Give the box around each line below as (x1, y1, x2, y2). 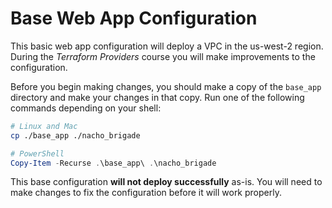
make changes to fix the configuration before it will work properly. (10, 187, 282, 199)
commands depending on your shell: (10, 102, 162, 114)
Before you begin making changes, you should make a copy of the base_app (10, 80, 322, 92)
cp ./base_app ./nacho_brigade (10, 130, 141, 141)
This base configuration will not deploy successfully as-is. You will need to (10, 176, 323, 188)
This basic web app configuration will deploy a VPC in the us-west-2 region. (10, 40, 324, 52)
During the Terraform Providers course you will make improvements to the (10, 50, 316, 62)
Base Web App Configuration (10, 7, 258, 30)
